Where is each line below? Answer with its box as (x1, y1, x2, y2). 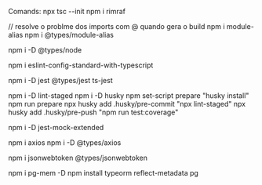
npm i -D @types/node (8, 45, 82, 54)
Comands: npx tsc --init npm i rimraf (8, 7, 126, 16)
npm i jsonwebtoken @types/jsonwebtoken (8, 153, 147, 162)
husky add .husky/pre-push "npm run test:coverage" (8, 107, 179, 117)
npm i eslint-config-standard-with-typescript (8, 60, 154, 70)
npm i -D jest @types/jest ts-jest (8, 76, 113, 85)
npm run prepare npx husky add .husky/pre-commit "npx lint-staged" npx (8, 100, 246, 108)
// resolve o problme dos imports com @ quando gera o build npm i (8, 22, 225, 31)
